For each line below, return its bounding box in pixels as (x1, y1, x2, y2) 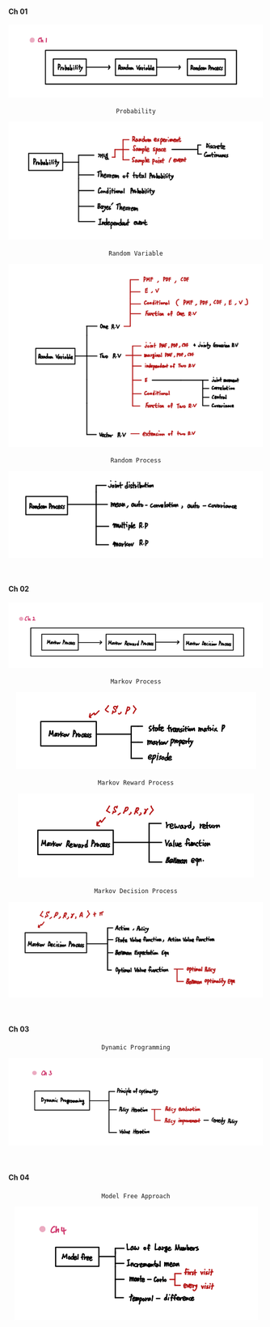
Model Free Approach (100, 1192, 171, 1200)
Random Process (110, 457, 162, 465)
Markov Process (110, 678, 162, 686)
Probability (116, 107, 156, 115)
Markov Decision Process (94, 887, 178, 895)
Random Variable (108, 249, 163, 257)
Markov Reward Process (97, 779, 175, 787)
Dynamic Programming (100, 1044, 171, 1052)
